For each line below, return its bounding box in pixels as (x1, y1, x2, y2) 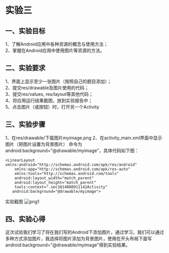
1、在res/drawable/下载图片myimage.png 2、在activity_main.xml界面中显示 (5, 135, 162, 141)
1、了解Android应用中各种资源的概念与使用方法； (5, 41, 108, 47)
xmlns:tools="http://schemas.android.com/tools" (14, 171, 119, 176)
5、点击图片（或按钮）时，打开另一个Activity (5, 104, 99, 110)
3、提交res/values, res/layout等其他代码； (5, 91, 93, 97)
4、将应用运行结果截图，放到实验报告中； (5, 97, 93, 104)
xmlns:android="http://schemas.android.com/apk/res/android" (5, 162, 138, 167)
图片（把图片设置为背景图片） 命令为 (5, 141, 82, 147)
